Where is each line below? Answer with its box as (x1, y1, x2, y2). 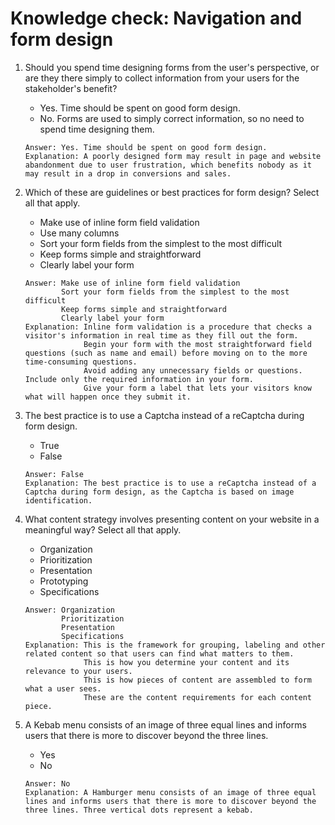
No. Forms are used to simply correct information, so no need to (39, 112, 305, 124)
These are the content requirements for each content (83, 692, 312, 702)
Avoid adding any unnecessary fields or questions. (83, 365, 303, 376)
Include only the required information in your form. (24, 374, 254, 384)
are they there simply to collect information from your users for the (24, 72, 300, 84)
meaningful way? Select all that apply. (24, 523, 182, 536)
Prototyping (39, 575, 89, 587)
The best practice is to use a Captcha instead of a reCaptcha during (24, 409, 305, 421)
